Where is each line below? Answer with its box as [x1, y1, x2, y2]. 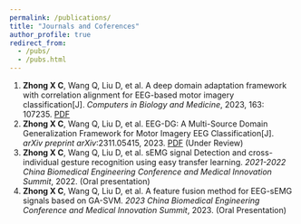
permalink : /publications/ [9, 13, 112, 23]
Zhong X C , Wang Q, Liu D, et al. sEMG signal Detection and [22, 147, 247, 158]
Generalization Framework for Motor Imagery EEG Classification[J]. [22, 128, 275, 138]
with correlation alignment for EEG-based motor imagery [22, 89, 235, 100]
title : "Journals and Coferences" [9, 22, 141, 31]
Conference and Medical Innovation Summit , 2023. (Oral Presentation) [22, 205, 287, 215]
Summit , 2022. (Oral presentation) [22, 176, 151, 186]
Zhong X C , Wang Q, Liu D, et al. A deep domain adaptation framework [22, 80, 287, 90]
